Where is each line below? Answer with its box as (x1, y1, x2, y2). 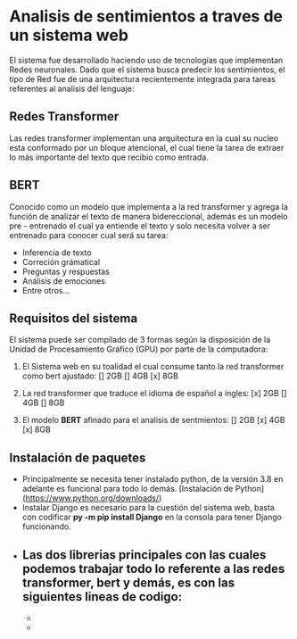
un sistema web (9, 25, 129, 46)
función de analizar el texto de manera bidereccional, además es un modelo (9, 211, 288, 221)
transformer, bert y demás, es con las (21, 575, 235, 590)
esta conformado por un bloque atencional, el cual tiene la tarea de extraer (9, 142, 285, 153)
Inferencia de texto (21, 247, 92, 258)
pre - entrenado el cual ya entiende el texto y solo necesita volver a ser (9, 220, 271, 231)
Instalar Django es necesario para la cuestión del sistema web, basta (21, 502, 275, 513)
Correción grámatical (21, 256, 101, 267)
